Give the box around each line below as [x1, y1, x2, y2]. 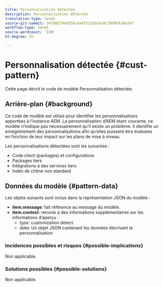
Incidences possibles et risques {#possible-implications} [5, 242, 144, 249]
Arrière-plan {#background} [5, 100, 93, 108]
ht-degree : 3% [5, 35, 34, 39]
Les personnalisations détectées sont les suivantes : [5, 143, 110, 149]
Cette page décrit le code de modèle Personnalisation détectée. [5, 86, 133, 91]
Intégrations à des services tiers [12, 162, 77, 168]
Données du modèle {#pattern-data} [5, 182, 118, 190]
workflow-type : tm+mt [5, 25, 49, 30]
